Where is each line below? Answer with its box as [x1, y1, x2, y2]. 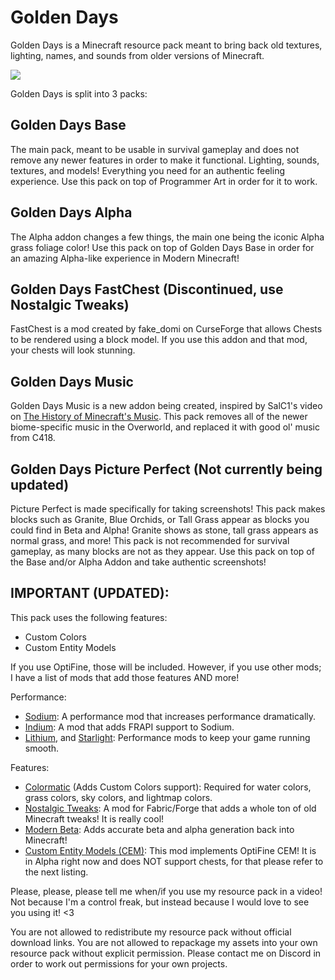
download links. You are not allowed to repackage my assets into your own [10, 936, 318, 948]
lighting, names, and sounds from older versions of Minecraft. [10, 49, 265, 61]
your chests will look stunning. [10, 344, 136, 356]
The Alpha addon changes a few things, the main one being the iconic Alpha [10, 231, 325, 243]
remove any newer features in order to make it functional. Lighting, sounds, [10, 154, 320, 166]
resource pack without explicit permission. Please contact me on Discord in [10, 947, 322, 959]
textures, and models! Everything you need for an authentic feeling [10, 164, 286, 176]
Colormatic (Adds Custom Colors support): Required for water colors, [24, 781, 312, 793]
